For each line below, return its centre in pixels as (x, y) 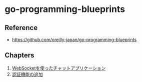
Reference (21, 28)
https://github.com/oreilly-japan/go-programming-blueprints (74, 39)
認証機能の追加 (27, 74)
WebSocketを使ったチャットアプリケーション (59, 68)
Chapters (19, 55)
